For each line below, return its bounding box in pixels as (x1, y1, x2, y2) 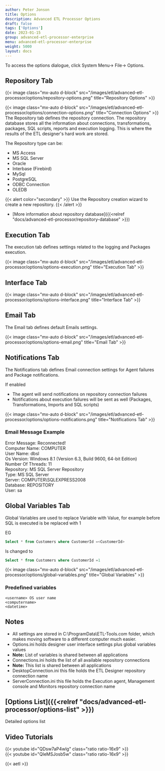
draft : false (5, 21, 32, 26)
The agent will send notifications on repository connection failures (12, 391, 147, 397)
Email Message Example (5, 429, 65, 435)
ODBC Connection (12, 182, 50, 188)
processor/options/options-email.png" (5, 339, 83, 345)
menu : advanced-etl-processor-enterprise (5, 40, 92, 45)
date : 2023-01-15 (5, 30, 41, 35)
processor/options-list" (5, 705, 80, 714)
